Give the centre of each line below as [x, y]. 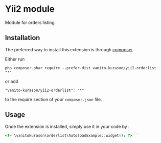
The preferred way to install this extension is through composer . [69, 49]
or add [12, 81]
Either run [15, 59]
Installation [23, 38]
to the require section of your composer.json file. [54, 99]
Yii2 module [30, 9]
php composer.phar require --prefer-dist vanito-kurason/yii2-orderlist [81, 68]
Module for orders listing [30, 22]
